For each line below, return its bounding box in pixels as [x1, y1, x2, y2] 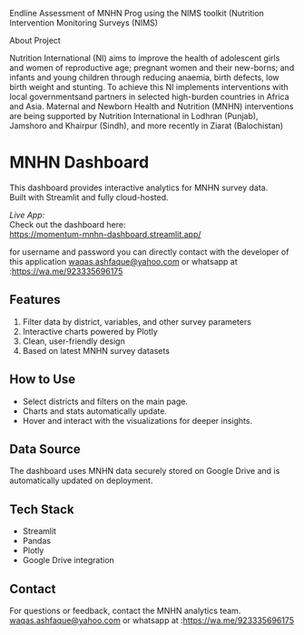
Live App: [9, 209, 45, 220]
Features [9, 292, 61, 307]
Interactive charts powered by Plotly [22, 326, 159, 337]
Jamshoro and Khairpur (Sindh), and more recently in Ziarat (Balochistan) [9, 120, 284, 131]
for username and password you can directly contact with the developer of [9, 246, 289, 257]
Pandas [22, 536, 52, 547]
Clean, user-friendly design [22, 336, 125, 347]
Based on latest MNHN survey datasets [22, 345, 171, 356]
